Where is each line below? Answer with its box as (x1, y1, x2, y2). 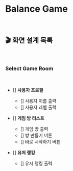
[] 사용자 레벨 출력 (20, 104, 57, 110)
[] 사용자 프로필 (12, 87, 43, 93)
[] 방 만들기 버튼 (20, 132, 53, 138)
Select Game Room (5, 65, 54, 72)
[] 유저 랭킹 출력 (20, 160, 53, 166)
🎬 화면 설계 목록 (5, 36, 53, 45)
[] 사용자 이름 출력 (20, 98, 57, 104)
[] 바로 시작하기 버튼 (20, 139, 61, 145)
